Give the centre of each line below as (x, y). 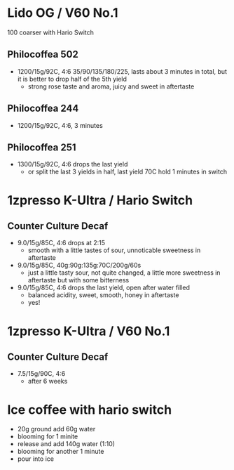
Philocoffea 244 (43, 109)
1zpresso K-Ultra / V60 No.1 (89, 331)
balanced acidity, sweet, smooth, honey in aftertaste (103, 295)
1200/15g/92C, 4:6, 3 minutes (60, 125)
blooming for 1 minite (48, 436)
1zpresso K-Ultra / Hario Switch (100, 200)
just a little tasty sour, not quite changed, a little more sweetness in (124, 273)
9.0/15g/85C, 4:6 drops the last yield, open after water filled (104, 288)
